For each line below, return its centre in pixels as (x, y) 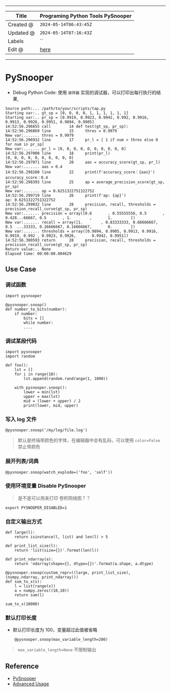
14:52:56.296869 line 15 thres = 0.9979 (61, 131)
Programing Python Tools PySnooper (86, 16)
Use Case (21, 269)
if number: (26, 314)
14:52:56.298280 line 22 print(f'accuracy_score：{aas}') (80, 172)
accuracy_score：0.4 (27, 177)
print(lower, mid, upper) (51, 405)
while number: (38, 323)
